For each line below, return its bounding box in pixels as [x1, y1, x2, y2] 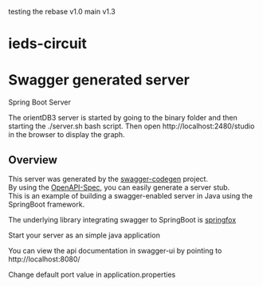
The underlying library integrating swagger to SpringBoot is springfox [8, 214, 237, 224]
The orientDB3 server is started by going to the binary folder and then [8, 113, 237, 123]
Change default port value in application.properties [8, 269, 176, 279]
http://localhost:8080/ [8, 254, 81, 264]
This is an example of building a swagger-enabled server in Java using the [8, 191, 253, 200]
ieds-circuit [8, 35, 88, 53]
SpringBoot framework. [8, 199, 85, 209]
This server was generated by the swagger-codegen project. [8, 174, 209, 183]
